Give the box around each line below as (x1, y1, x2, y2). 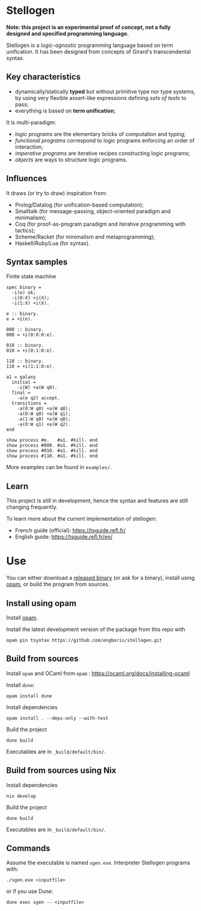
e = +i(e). (6, 316, 34, 322)
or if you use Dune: (6, 888, 53, 895)
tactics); (14, 226, 35, 234)
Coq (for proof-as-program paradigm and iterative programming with (14, 220, 186, 228)
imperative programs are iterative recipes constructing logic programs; (14, 149, 190, 157)
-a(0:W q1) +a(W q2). (17, 421, 71, 428)
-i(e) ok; (11, 290, 36, 296)
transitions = (11, 400, 47, 406)
